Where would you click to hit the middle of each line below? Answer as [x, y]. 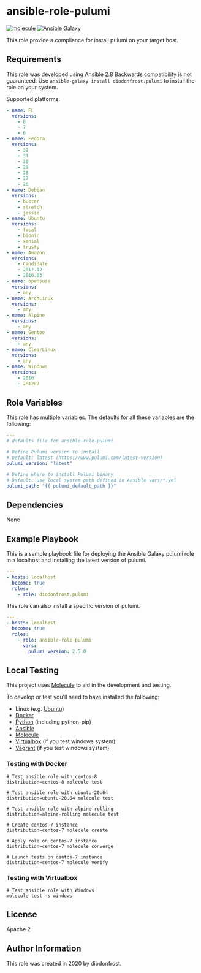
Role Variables [34, 403]
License [22, 914]
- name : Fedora [26, 139]
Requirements [34, 59]
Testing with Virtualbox [42, 877]
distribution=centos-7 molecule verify [57, 862]
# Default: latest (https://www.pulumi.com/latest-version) [85, 458]
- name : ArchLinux [30, 298]
